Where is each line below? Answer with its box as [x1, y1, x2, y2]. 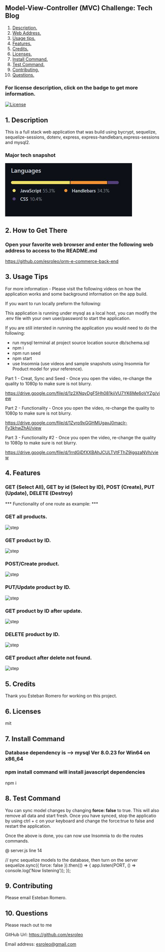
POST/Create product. [5, 560, 60, 567]
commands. [5, 838, 30, 844]
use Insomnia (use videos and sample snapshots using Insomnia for [12, 360, 150, 366]
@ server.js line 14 [5, 847, 42, 853]
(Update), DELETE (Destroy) [5, 490, 73, 497]
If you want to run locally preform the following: [5, 300, 101, 306]
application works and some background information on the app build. [5, 291, 148, 297]
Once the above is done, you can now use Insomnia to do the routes [5, 833, 144, 839]
